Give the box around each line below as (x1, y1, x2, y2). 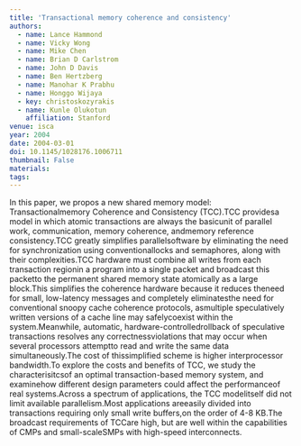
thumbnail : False (9, 155, 75, 165)
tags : (9, 172, 30, 181)
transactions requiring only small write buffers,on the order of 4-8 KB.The (9, 407, 283, 419)
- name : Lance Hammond (17, 30, 103, 39)
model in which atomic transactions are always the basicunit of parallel (9, 216, 273, 227)
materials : (9, 164, 50, 173)
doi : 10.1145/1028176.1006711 (9, 147, 123, 156)
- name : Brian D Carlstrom (17, 55, 119, 64)
